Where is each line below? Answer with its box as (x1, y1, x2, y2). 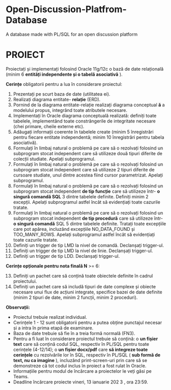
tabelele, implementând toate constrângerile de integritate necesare (13, 118, 156, 124)
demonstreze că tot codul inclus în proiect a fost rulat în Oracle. (13, 363, 147, 369)
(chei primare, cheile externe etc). (13, 123, 84, 129)
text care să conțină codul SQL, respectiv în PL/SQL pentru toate (13, 341, 150, 347)
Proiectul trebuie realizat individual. (13, 314, 88, 320)
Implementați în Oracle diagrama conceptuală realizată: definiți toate (13, 112, 157, 118)
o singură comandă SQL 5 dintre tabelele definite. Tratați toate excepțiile (13, 220, 166, 227)
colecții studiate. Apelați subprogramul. (13, 156, 96, 162)
